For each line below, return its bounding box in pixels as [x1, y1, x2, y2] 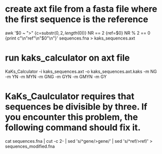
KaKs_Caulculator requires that [5, 91, 135, 102]
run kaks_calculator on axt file [5, 52, 130, 64]
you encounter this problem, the [5, 111, 138, 123]
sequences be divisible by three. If [5, 101, 148, 112]
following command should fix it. [5, 122, 141, 133]
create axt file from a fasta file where [5, 3, 158, 15]
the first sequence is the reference [5, 14, 148, 25]
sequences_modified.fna [5, 143, 55, 149]
